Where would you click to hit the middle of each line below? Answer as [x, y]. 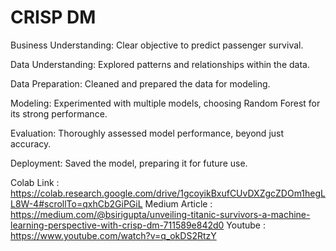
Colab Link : [35, 182]
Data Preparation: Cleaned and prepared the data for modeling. [140, 83]
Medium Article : [178, 203]
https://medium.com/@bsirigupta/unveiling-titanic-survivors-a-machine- [160, 214]
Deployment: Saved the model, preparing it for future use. [129, 163]
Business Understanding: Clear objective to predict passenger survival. [157, 45]
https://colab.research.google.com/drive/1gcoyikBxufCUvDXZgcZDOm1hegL [168, 193]
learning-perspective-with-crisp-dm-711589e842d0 [117, 225]
